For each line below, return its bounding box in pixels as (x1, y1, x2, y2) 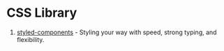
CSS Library (6, 5, 77, 21)
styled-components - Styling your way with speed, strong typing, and (16, 28, 217, 36)
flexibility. (16, 35, 45, 43)
